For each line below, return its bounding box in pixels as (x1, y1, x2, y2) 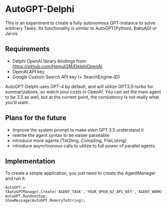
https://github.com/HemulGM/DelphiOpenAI (12, 63, 103, 69)
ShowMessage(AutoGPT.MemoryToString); (5, 198, 85, 203)
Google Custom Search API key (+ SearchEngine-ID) (12, 73, 120, 80)
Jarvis (5, 30, 18, 36)
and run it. (5, 175, 26, 182)
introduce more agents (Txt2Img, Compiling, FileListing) (12, 138, 127, 143)
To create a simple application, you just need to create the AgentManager (5, 170, 156, 176)
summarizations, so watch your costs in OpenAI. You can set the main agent (5, 88, 162, 95)
